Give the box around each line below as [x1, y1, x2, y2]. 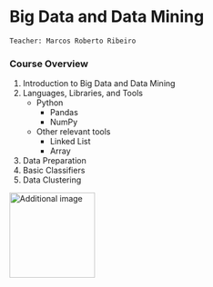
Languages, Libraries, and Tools [22, 88, 144, 99]
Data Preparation [22, 155, 86, 166]
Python [35, 97, 64, 108]
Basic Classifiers [22, 165, 86, 176]
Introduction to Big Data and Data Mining [22, 78, 176, 89]
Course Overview [9, 57, 89, 70]
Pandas [49, 107, 79, 118]
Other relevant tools [35, 126, 111, 137]
